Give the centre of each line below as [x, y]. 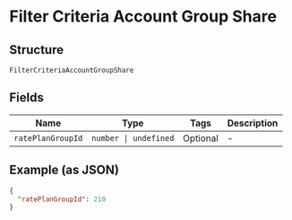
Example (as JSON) [64, 170]
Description [253, 123]
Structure [37, 50]
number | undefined [133, 138]
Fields [27, 97]
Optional [201, 138]
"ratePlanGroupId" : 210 [61, 199]
